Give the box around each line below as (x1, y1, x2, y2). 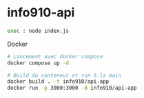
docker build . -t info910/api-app (7, 78, 110, 85)
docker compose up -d (7, 60, 70, 66)
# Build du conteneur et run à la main (7, 72, 122, 79)
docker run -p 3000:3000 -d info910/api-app (7, 84, 137, 92)
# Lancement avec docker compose (7, 53, 103, 60)
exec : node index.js (7, 27, 70, 34)
